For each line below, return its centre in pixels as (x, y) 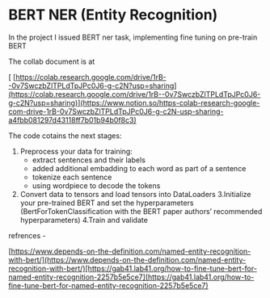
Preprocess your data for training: (76, 151)
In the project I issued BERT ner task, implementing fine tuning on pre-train (133, 37)
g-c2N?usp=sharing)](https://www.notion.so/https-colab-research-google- (134, 103)
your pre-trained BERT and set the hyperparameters (107, 203)
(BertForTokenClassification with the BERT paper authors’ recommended (141, 211)
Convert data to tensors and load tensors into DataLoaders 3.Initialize (135, 194)
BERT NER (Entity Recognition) (113, 15)
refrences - (27, 235)
